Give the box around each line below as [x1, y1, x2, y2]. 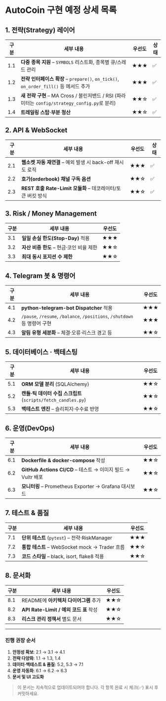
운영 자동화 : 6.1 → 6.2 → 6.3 [12, 667, 67, 673]
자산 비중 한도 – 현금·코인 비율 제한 [21, 244, 97, 251]
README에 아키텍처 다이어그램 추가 [21, 597, 101, 604]
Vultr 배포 [21, 474, 43, 481]
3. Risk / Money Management [5, 209, 97, 218]
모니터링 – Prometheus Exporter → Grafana [21, 483, 120, 490]
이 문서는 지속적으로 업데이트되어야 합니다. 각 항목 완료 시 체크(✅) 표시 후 [17, 684, 159, 690]
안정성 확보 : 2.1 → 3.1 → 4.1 [12, 649, 65, 655]
